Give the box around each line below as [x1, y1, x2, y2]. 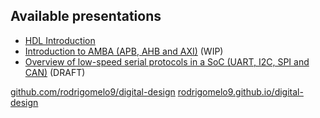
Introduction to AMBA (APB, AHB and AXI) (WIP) [24, 45, 224, 57]
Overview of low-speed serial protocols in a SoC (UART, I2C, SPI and [24, 55, 310, 68]
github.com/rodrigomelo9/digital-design [10, 85, 176, 98]
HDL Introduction [24, 34, 96, 46]
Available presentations [10, 8, 162, 25]
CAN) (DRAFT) [24, 66, 86, 78]
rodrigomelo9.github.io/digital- [177, 85, 304, 98]
